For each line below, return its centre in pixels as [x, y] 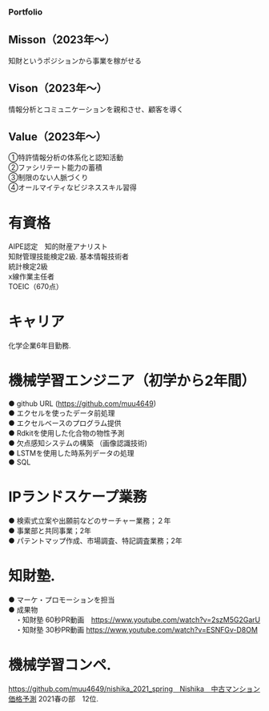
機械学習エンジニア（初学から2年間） [132, 381]
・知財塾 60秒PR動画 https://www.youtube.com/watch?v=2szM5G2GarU [138, 620]
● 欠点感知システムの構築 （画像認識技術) [78, 444]
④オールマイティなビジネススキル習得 [73, 187]
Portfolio [26, 12]
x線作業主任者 [31, 277]
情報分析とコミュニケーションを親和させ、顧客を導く [96, 109]
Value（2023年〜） [58, 137]
